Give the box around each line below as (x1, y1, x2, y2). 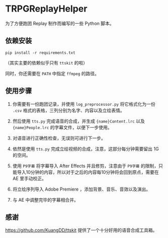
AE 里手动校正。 (12, 175, 46, 182)
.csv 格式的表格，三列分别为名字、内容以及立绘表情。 (12, 107, 125, 113)
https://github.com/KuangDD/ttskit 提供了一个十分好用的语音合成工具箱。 (5, 227, 157, 233)
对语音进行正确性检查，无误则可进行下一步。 (12, 135, 106, 141)
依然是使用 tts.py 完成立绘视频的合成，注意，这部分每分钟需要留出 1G (12, 146, 159, 152)
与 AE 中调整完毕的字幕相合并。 (12, 197, 79, 203)
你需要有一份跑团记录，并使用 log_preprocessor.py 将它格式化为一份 (12, 101, 155, 107)
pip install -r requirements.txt (5, 50, 76, 55)
